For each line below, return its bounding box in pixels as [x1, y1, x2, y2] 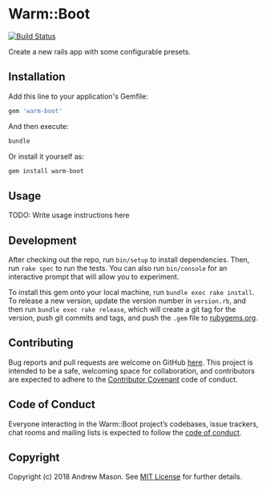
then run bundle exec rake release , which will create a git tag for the [8, 305, 236, 313]
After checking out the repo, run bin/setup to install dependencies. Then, [8, 255, 250, 265]
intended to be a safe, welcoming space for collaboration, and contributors [8, 366, 255, 375]
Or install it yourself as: [8, 152, 84, 161]
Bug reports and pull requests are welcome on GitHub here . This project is [8, 358, 254, 367]
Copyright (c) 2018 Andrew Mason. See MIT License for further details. [8, 472, 243, 482]
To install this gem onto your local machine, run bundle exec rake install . [8, 288, 255, 297]
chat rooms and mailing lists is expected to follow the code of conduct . [8, 427, 242, 437]
